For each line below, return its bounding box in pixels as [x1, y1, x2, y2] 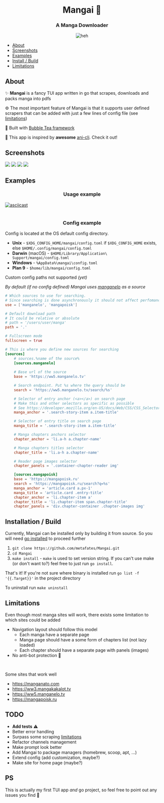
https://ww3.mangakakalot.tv [12, 686, 71, 692]
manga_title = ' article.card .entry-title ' [14, 490, 104, 495]
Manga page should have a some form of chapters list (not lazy [19, 637, 147, 642]
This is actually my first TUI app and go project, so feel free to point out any [5, 787, 157, 793]
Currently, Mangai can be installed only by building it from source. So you [5, 531, 153, 536]
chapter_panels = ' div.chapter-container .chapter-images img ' [14, 504, 145, 509]
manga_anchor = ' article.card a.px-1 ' [14, 486, 93, 491]
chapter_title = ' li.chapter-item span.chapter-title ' [14, 499, 128, 504]
